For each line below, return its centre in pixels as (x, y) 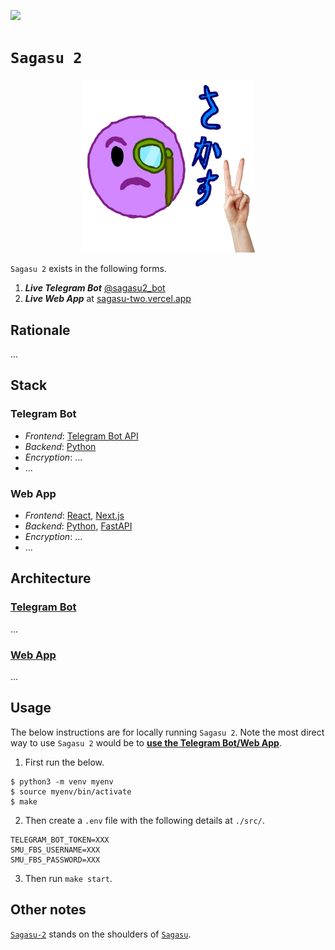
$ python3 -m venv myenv (62, 781)
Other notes (48, 910)
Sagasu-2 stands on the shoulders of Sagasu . (101, 934)
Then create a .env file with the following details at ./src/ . (144, 820)
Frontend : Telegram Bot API (81, 436)
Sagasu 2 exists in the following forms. (88, 269)
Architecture (51, 578)
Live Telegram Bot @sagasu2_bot (95, 288)
